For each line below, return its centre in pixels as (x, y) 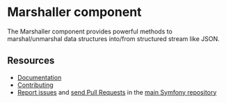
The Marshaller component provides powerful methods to (90, 31)
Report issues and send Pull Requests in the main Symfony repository (117, 92)
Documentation (39, 77)
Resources (31, 61)
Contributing (35, 85)
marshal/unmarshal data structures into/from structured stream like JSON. (114, 38)
